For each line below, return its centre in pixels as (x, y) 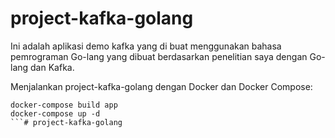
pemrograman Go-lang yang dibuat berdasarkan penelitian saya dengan (159, 56)
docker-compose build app (64, 105)
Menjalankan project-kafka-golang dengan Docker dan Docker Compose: (161, 86)
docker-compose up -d (55, 113)
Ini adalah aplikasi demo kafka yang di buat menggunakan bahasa (146, 46)
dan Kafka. (52, 67)
